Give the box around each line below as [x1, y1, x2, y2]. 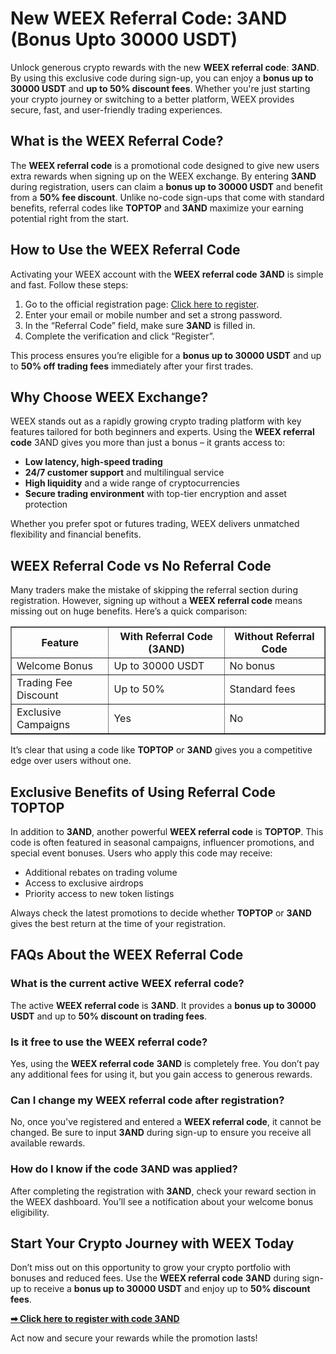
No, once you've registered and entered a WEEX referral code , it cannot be [10, 1116, 322, 1128]
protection [24, 498, 68, 511]
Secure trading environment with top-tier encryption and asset [24, 488, 287, 500]
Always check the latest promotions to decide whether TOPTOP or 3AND [10, 907, 312, 919]
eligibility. [10, 1206, 50, 1218]
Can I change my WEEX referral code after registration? [10, 1093, 285, 1107]
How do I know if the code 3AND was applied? [10, 1162, 238, 1176]
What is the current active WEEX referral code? [10, 977, 245, 991]
